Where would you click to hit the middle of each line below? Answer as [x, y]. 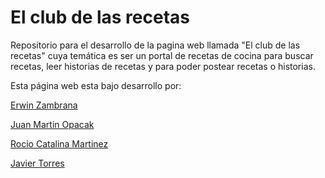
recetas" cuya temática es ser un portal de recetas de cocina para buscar [162, 55]
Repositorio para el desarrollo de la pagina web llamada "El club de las [155, 45]
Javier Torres [37, 163]
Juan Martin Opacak [52, 124]
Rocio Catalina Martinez [59, 143]
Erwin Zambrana [44, 105]
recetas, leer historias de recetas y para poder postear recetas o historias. [163, 66]
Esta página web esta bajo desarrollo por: [96, 85]
